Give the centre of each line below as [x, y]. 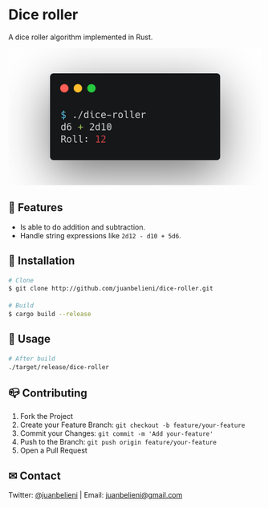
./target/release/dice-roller [59, 367]
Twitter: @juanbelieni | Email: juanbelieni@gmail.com [95, 495]
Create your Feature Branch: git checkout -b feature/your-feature [132, 425]
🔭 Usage [29, 339]
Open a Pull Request [54, 450]
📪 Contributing [48, 393]
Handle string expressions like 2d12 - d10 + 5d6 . [101, 235]
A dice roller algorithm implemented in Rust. [81, 37]
